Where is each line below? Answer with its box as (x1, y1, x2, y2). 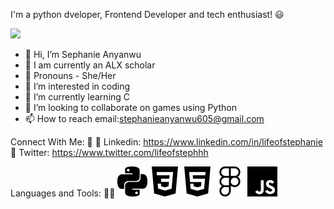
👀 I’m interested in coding (24, 80, 131, 92)
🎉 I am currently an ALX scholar (24, 59, 156, 71)
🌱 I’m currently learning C (24, 91, 131, 103)
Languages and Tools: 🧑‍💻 (10, 187, 116, 199)
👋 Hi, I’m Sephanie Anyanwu (24, 49, 142, 60)
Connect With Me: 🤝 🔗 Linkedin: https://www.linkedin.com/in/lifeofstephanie (10, 136, 323, 148)
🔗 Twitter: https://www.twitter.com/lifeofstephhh (10, 147, 209, 158)
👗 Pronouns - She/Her (24, 70, 117, 81)
